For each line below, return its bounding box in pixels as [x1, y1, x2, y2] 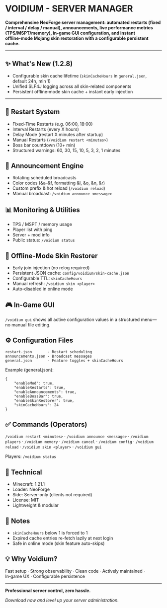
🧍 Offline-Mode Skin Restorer [5, 251, 98, 260]
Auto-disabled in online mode [12, 286, 73, 292]
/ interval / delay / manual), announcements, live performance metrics [5, 24, 153, 30]
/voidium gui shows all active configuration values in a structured [5, 316, 140, 322]
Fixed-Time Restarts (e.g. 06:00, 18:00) [12, 121, 93, 127]
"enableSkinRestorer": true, [14, 398, 75, 403]
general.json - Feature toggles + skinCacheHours [5, 358, 123, 363]
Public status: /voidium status [12, 237, 75, 243]
